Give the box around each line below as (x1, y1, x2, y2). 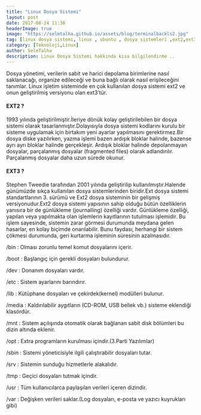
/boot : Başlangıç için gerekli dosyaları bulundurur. (6, 255, 130, 262)
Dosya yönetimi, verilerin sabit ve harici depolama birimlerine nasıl (6, 69, 169, 77)
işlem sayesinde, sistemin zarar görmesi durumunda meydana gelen (6, 219, 174, 226)
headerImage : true (6, 25, 52, 32)
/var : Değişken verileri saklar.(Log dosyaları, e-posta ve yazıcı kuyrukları (6, 396, 186, 403)
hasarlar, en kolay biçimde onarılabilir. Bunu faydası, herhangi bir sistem (6, 226, 183, 233)
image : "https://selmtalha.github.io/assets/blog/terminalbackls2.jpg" (6, 31, 188, 37)
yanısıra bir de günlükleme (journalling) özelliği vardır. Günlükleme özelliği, (6, 207, 189, 214)
